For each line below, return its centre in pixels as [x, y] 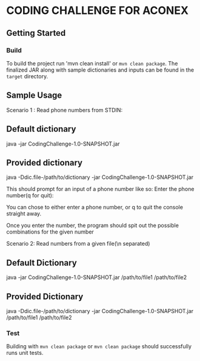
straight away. [24, 214]
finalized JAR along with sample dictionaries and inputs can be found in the [100, 70]
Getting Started [36, 33]
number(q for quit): [30, 195]
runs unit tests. [25, 353]
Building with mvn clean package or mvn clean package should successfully [99, 346]
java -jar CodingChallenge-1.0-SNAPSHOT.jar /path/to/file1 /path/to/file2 [97, 277]
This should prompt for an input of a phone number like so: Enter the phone [100, 189]
